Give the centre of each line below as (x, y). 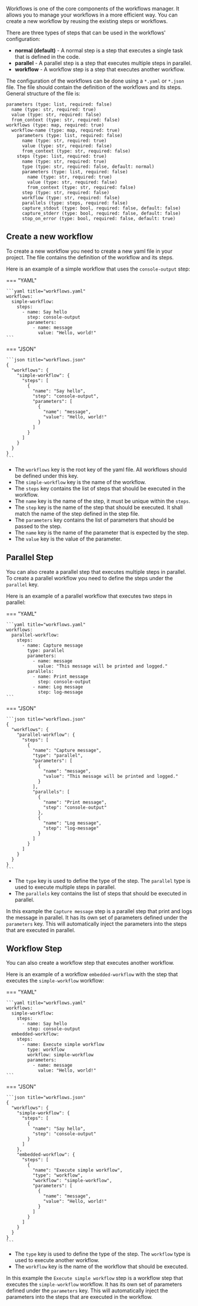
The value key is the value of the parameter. (68, 539)
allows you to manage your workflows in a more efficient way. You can (92, 15)
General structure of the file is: (43, 93)
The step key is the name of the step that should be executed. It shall (99, 507)
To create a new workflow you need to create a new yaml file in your (89, 251)
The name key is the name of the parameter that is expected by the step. (102, 532)
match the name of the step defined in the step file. (77, 513)
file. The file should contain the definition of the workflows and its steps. (94, 87)
